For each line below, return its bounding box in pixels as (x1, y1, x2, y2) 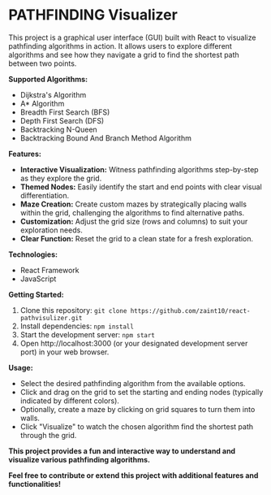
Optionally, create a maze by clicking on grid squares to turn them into (19, 404, 256, 414)
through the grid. (19, 430, 77, 440)
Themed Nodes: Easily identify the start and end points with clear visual (19, 181, 262, 192)
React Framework (19, 265, 80, 275)
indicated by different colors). (19, 396, 120, 406)
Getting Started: (8, 289, 64, 299)
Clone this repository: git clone (19, 305, 127, 315)
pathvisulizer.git (19, 314, 83, 322)
